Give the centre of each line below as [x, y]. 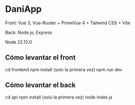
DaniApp [23, 9]
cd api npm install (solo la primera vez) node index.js [59, 97]
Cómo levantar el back [40, 85]
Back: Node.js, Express [29, 32]
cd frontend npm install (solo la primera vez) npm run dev [64, 69]
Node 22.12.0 [19, 42]
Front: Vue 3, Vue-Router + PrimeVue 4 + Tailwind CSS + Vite [68, 23]
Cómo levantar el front [40, 58]
